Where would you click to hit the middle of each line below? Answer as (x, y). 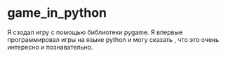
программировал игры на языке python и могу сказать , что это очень (113, 39)
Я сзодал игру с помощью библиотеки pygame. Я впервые (95, 32)
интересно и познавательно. (50, 47)
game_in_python (57, 13)
